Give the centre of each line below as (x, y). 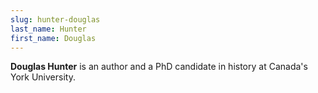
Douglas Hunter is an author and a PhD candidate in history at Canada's (159, 67)
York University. (43, 77)
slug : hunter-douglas (55, 19)
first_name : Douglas (53, 38)
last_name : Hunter (48, 29)
